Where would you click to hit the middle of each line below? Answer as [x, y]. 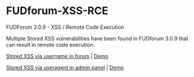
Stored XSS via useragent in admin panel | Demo [65, 67]
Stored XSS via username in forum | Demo [57, 56]
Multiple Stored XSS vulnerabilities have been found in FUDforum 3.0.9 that [97, 38]
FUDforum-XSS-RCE [57, 11]
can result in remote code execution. [51, 45]
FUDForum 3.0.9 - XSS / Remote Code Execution [65, 27]
